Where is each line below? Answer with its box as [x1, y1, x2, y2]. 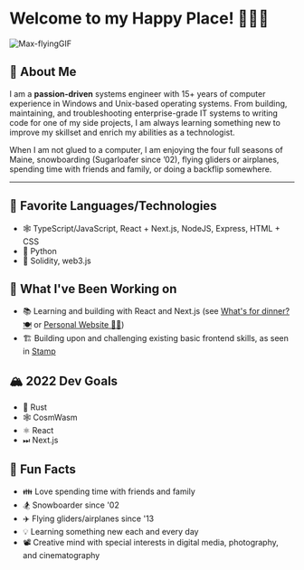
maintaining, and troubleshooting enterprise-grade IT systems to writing [9, 108, 279, 119]
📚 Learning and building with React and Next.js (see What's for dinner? [22, 306, 290, 317]
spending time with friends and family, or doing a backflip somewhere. [9, 163, 272, 175]
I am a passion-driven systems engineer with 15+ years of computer [9, 88, 266, 99]
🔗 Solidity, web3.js [22, 255, 92, 266]
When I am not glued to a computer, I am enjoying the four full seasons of [9, 144, 283, 155]
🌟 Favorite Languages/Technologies [9, 198, 217, 214]
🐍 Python [22, 245, 57, 256]
